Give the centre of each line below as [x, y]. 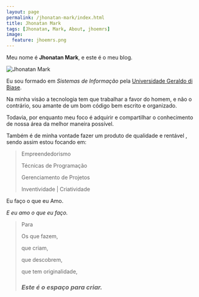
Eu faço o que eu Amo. [35, 201]
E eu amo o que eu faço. [37, 213]
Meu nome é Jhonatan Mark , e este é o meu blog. [69, 57]
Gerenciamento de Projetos [55, 177]
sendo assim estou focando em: [47, 142]
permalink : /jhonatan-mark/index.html [55, 18]
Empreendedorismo [46, 154]
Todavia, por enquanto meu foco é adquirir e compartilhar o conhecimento [100, 117]
